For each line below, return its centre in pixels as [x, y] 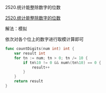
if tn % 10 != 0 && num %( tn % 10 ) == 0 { [62, 62]
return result [29, 81]
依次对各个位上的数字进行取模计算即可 [44, 39]
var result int [30, 53]
